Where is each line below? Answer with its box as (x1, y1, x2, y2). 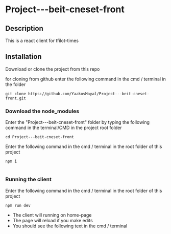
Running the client (5, 176, 52, 183)
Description (5, 24, 43, 33)
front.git (5, 96, 27, 101)
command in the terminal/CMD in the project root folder (5, 124, 122, 131)
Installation (5, 52, 42, 61)
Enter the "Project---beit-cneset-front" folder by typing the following (5, 119, 150, 125)
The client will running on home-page (12, 211, 92, 218)
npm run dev (5, 203, 31, 208)
